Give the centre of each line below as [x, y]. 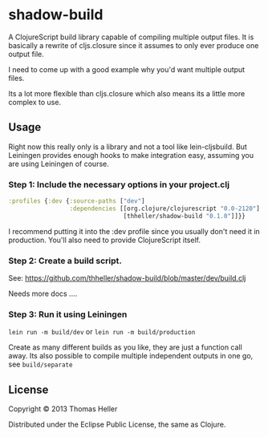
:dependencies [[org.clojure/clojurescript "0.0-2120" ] [165, 208]
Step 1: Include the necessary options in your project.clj [119, 184]
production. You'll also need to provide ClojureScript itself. [104, 240]
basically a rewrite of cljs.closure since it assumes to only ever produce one [134, 45]
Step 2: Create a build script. [65, 261]
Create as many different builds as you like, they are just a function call [125, 347]
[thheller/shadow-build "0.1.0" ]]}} [185, 216]
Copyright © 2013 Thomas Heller [63, 409]
